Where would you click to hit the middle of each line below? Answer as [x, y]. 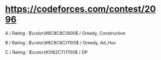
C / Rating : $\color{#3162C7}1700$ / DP [46, 52]
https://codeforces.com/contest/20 [80, 9]
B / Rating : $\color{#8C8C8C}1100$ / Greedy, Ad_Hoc [61, 42]
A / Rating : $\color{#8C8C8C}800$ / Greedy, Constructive [65, 33]
